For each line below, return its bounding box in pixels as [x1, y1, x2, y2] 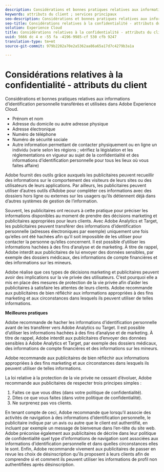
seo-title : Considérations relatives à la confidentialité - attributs [5, 21, 154, 26]
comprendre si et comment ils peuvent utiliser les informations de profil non [5, 456, 157, 462]
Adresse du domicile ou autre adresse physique [12, 121, 108, 126]
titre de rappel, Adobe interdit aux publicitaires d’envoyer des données [5, 335, 146, 341]
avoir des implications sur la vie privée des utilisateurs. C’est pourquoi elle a [5, 274, 158, 280]
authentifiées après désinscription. [5, 461, 75, 467]
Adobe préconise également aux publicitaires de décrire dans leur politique [5, 430, 156, 436]
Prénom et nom [12, 116, 43, 122]
